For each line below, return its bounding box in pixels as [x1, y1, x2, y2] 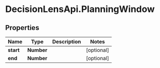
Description [52, 38, 81, 45]
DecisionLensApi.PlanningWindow [5, 3, 155, 15]
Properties [5, 23, 39, 32]
